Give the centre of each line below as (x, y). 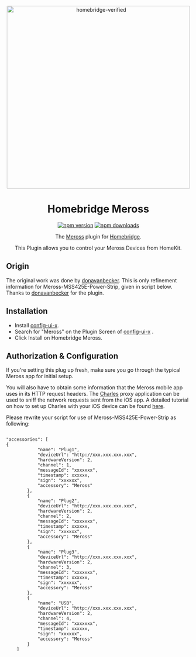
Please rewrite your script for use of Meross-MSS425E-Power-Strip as (91, 417)
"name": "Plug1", (59, 450)
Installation (27, 311)
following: (18, 424)
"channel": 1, (54, 465)
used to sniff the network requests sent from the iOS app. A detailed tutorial (97, 400)
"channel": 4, (54, 619)
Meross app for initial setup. (40, 376)
